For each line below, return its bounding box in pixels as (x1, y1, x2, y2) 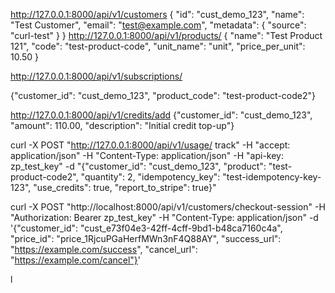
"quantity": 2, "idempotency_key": (80, 171, 221, 183)
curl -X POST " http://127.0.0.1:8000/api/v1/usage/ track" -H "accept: (10, 139, 291, 151)
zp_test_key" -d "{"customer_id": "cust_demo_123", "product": (10, 160, 267, 172)
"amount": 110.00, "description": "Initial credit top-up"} (10, 120, 235, 131)
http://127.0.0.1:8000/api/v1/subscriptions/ (10, 70, 183, 82)
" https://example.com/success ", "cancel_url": (10, 244, 198, 255)
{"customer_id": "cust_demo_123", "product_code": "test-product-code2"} (10, 90, 317, 101)
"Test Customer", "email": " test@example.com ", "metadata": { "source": (10, 19, 307, 31)
